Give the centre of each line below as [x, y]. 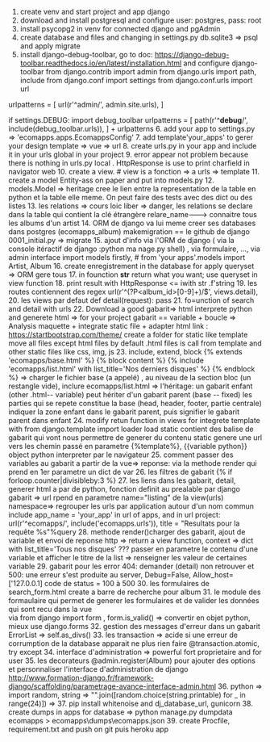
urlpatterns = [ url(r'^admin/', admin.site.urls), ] [86, 105]
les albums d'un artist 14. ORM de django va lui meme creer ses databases [132, 223]
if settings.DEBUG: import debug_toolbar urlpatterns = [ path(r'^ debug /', [128, 120]
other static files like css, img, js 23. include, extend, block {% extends [126, 352]
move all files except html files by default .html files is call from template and [135, 343]
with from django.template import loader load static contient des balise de [131, 429]
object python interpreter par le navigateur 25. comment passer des [121, 455]
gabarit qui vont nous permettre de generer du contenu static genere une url [135, 438]
